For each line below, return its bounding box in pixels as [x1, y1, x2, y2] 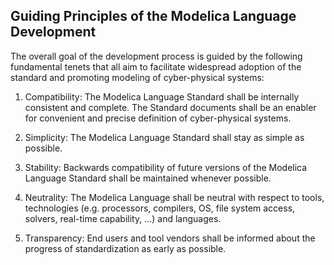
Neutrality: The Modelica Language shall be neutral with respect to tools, [24, 191, 325, 203]
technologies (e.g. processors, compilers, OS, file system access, [24, 202, 296, 214]
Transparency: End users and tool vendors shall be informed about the [24, 232, 316, 244]
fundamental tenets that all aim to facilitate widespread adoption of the [10, 60, 302, 73]
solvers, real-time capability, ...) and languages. [24, 212, 222, 224]
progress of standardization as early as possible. [24, 242, 227, 254]
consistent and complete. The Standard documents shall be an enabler [24, 101, 317, 113]
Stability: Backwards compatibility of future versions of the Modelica [24, 161, 308, 173]
